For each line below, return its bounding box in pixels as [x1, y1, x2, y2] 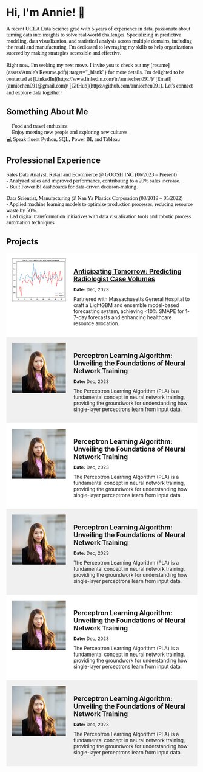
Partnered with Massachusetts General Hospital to [73, 296, 190, 303]
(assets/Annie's [6, 69, 38, 75]
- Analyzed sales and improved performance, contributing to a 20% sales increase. [6, 177, 181, 184]
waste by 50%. [6, 207, 38, 213]
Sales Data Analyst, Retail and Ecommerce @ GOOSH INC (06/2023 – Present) [6, 171, 177, 178]
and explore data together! [6, 89, 62, 96]
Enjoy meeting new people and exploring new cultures [12, 129, 128, 136]
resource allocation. [73, 320, 119, 327]
